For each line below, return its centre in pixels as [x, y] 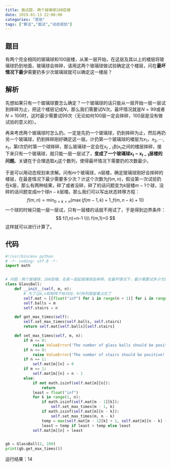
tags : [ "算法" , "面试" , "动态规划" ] [39, 24]
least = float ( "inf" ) [55, 393]
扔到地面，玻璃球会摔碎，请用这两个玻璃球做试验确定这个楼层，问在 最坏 [90, 66]
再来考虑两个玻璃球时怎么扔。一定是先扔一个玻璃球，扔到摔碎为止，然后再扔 [85, 132]
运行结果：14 [19, 459]
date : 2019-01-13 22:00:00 [34, 15]
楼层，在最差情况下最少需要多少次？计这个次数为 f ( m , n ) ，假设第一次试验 [81, 179]
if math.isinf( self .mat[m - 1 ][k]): [80, 402]
